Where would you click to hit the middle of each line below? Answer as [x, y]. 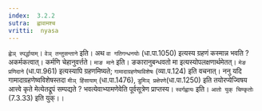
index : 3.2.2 [32, 16]
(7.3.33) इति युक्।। [36, 98]
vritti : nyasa [34, 30]
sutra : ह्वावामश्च [32, 23]
